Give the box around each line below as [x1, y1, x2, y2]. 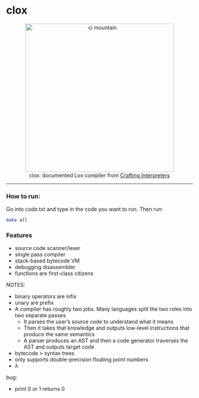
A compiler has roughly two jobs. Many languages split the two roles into [14, 305, 192, 312]
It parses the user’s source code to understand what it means [23, 318, 174, 326]
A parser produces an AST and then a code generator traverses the [23, 337, 188, 345]
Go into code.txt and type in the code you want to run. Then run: [6, 206, 163, 213]
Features [6, 231, 33, 239]
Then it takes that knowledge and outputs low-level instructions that [23, 324, 190, 331]
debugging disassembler [14, 264, 76, 271]
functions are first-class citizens [14, 270, 94, 277]
